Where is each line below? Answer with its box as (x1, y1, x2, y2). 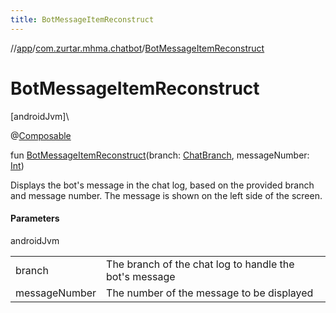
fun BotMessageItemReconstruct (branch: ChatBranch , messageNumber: (10, 149, 310, 161)
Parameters (10, 212, 60, 225)
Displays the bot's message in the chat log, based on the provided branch (10, 179, 315, 191)
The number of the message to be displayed (106, 286, 314, 300)
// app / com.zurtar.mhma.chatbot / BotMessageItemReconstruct (10, 42, 265, 54)
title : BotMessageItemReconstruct (10, 14, 155, 25)
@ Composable (10, 129, 72, 141)
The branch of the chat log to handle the (106, 257, 295, 271)
